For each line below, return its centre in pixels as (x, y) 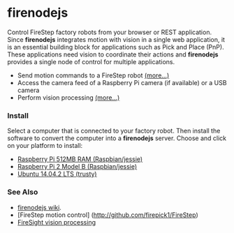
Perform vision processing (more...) (68, 97)
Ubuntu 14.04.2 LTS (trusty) (57, 174)
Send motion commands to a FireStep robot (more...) (93, 75)
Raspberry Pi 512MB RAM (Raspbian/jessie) (80, 159)
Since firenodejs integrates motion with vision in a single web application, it (116, 39)
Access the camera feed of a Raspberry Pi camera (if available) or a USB (122, 82)
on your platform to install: (45, 146)
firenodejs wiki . (39, 207)
